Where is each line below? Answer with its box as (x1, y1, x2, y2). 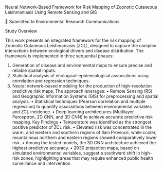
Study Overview (5, 28, 37, 34)
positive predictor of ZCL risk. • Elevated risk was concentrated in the (12, 124, 152, 130)
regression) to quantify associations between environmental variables (12, 104, 152, 109)
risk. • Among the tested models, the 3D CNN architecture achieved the (12, 140, 156, 145)
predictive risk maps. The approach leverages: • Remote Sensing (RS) (12, 88, 153, 94)
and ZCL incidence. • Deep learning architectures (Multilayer (12, 109, 134, 115)
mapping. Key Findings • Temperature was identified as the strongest (12, 119, 152, 125)
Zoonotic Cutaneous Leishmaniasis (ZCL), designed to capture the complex (5, 43, 157, 48)
